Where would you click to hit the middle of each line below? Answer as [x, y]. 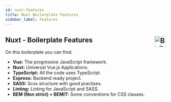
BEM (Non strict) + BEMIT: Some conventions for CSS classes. [79, 94]
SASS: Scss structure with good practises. [57, 84]
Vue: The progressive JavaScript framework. [60, 62]
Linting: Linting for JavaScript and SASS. [56, 89]
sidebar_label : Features [32, 19]
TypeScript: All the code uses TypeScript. [57, 73]
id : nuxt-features [25, 10]
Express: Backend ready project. [47, 78]
